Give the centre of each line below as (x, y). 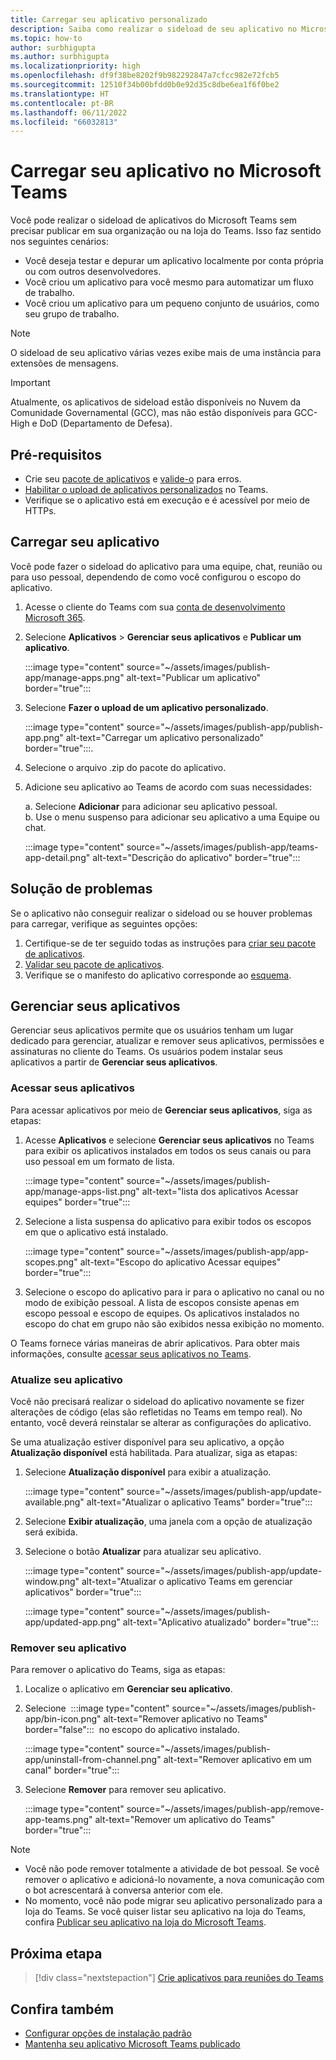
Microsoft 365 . (55, 617)
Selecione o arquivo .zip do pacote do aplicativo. (125, 767)
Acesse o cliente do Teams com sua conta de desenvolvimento (155, 607)
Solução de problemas (81, 889)
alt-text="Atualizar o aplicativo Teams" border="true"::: (199, 1502)
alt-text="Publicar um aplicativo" (194, 677)
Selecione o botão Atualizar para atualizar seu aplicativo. (143, 1552)
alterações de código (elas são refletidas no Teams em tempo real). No (156, 1412)
